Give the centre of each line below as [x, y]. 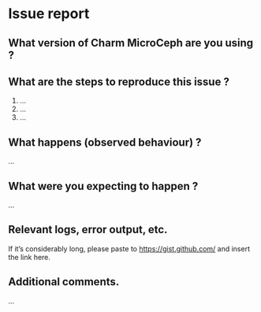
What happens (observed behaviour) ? [105, 142]
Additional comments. [64, 282]
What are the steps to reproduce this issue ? [119, 82]
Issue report [49, 14]
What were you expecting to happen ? [103, 186]
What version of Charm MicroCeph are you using [131, 43]
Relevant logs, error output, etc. [88, 230]
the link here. [30, 257]
